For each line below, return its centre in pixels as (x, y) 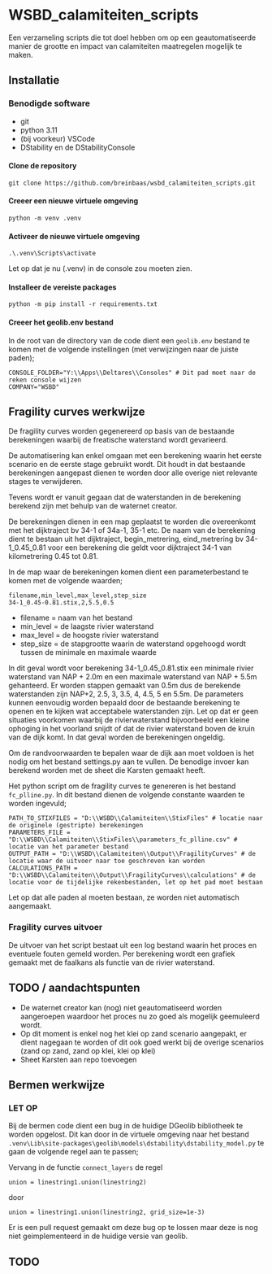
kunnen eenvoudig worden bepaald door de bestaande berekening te (124, 703)
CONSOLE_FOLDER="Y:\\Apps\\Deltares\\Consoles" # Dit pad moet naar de (132, 373)
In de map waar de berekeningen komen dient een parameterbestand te (129, 572)
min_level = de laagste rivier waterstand (87, 626)
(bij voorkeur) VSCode (58, 138)
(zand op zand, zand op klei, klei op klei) (88, 1050)
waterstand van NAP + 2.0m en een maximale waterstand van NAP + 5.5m (133, 677)
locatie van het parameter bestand (69, 847)
